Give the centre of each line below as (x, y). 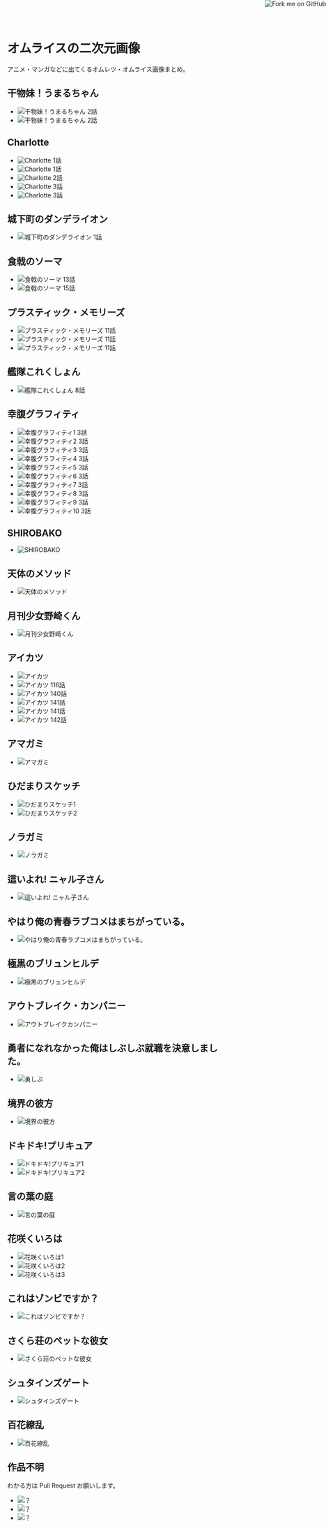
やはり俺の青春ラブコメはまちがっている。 (99, 921)
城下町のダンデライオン (57, 219)
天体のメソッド (39, 573)
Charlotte (28, 143)
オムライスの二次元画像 (74, 48)
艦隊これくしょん (44, 372)
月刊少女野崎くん (44, 616)
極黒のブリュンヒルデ (53, 964)
